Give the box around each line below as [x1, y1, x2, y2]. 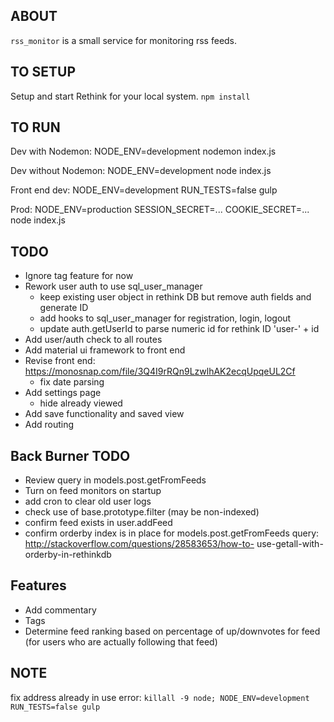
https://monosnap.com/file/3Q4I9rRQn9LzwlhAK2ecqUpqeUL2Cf [24, 365, 296, 378]
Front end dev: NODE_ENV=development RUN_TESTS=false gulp [10, 184, 278, 196]
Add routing [24, 419, 75, 431]
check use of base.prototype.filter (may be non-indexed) [24, 506, 260, 518]
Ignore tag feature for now [24, 270, 134, 282]
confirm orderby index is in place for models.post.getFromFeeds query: [24, 527, 320, 539]
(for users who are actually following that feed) [24, 635, 218, 648]
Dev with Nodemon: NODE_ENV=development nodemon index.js [10, 145, 277, 158]
